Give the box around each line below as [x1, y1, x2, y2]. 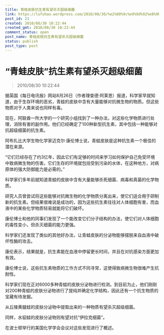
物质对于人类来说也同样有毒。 [5, 104, 65, 110]
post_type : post [5, 43, 38, 48]
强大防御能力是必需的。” [18, 166, 65, 172]
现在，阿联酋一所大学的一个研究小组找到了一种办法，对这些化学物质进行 [5, 115, 150, 121]
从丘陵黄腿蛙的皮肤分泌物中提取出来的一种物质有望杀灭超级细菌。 [5, 304, 138, 310]
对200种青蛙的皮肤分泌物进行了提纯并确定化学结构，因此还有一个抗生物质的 [5, 287, 159, 293]
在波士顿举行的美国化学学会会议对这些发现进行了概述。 [5, 325, 116, 331]
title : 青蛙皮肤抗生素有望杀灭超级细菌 [5, 7, 75, 12]
